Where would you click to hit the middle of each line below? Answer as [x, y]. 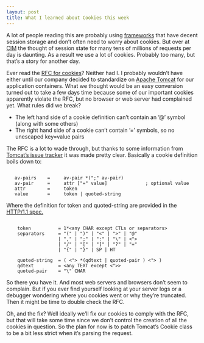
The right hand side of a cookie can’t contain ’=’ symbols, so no [95, 130]
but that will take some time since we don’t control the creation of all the [97, 320]
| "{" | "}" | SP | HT [87, 250]
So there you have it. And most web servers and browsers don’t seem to [97, 282]
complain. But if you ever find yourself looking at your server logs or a [94, 289]
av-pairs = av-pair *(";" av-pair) [69, 178]
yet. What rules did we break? [44, 105]
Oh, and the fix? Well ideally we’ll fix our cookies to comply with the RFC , [97, 313]
